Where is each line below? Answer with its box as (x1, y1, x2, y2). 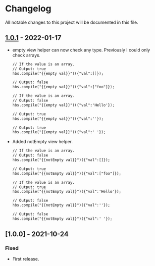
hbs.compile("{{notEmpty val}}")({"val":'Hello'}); (12, 189, 121, 194)
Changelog (5, 3, 52, 14)
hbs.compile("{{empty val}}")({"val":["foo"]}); (12, 85, 115, 90)
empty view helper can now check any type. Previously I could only (12, 47, 150, 53)
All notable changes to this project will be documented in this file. (5, 19, 139, 25)
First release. (12, 256, 39, 262)
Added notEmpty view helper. (12, 139, 73, 145)
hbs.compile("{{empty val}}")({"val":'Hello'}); (12, 103, 115, 107)
